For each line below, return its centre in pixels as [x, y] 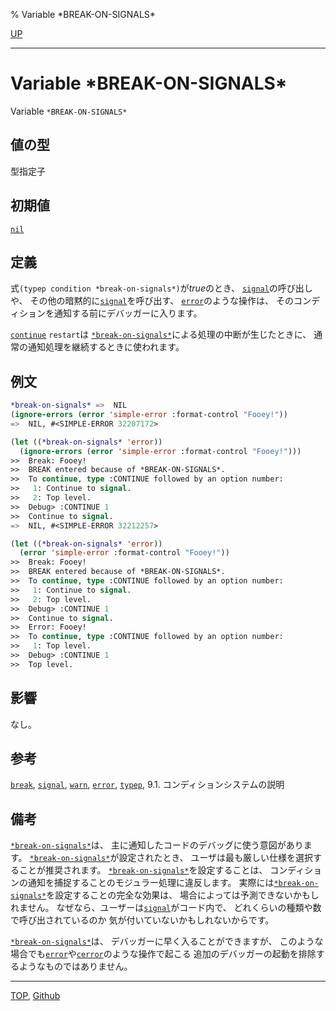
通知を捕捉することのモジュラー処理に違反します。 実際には [151, 883]
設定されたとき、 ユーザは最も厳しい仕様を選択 [216, 858]
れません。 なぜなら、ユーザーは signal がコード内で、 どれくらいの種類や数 [166, 908]
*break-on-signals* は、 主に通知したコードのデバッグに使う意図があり [157, 845]
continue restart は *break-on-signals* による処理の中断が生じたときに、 [161, 335]
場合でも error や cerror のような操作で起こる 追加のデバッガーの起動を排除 [163, 954]
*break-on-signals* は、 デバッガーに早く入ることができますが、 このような [167, 941]
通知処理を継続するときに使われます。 [106, 347]
